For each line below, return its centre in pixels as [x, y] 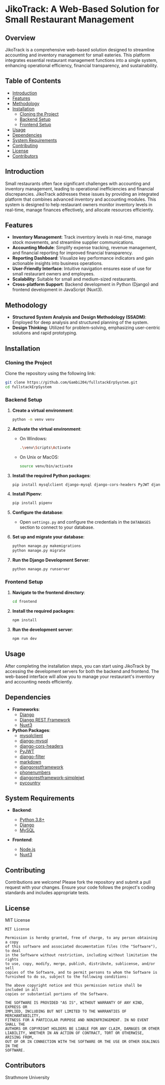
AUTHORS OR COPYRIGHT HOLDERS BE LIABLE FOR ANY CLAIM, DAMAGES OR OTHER [82, 1029]
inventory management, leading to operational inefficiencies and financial [80, 188]
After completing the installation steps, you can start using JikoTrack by [78, 666]
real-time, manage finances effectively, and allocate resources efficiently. [80, 210]
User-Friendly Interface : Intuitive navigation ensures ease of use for [82, 269]
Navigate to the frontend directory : [49, 592]
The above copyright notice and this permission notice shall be [73, 985]
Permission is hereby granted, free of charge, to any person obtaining [81, 938]
